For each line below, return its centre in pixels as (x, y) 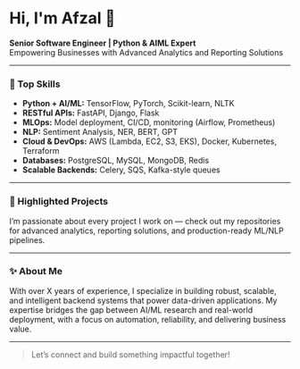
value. (21, 329)
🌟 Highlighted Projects (59, 202)
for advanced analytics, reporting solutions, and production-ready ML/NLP (146, 231)
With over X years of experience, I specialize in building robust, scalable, (143, 290)
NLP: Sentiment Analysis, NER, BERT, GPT (100, 132)
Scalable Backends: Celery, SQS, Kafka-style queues (121, 170)
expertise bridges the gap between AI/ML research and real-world (131, 310)
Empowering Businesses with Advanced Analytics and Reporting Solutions (146, 52)
